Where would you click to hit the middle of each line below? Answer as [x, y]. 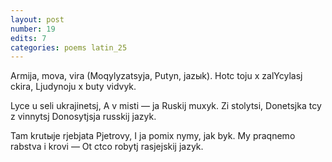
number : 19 [33, 29]
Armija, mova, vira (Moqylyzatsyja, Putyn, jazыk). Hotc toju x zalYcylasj [156, 76]
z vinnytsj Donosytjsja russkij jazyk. [83, 117]
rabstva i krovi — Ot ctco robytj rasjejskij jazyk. [107, 147]
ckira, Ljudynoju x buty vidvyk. [73, 87]
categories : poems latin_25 [69, 47]
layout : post [37, 19]
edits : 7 [28, 38]
